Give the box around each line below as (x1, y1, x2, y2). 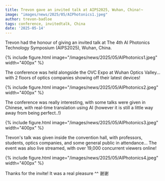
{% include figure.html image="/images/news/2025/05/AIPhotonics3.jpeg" (5, 120, 159, 126)
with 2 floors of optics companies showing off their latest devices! (5, 75, 141, 81)
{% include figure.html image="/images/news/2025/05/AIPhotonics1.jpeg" (5, 54, 158, 60)
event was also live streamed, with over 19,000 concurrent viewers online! (5, 145, 157, 151)
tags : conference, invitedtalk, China (5, 21, 85, 26)
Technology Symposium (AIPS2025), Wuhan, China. (5, 45, 112, 51)
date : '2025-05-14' (5, 26, 46, 31)
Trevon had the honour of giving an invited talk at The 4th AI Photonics (5, 39, 150, 45)
